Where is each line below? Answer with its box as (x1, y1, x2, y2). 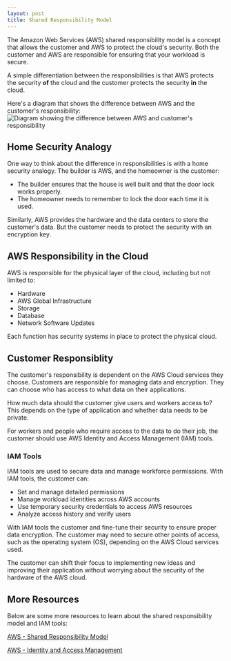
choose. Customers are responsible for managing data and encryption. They (7, 378, 224, 386)
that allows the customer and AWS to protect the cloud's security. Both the (7, 43, 219, 51)
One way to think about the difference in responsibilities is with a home (7, 160, 209, 168)
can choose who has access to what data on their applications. (7, 385, 186, 393)
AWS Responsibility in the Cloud (7, 250, 149, 262)
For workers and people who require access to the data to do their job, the (7, 427, 219, 435)
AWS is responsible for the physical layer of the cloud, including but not (7, 269, 210, 277)
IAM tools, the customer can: (7, 474, 90, 483)
